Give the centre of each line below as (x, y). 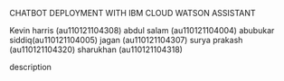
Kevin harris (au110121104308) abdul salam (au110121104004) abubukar (142, 30)
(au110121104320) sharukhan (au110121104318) (96, 49)
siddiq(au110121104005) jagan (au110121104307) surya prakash (126, 40)
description (31, 67)
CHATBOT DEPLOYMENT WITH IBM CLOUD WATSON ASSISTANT (133, 13)
